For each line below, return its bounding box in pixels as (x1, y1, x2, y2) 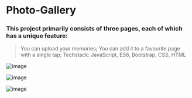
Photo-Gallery (6, 4, 76, 17)
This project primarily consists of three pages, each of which (6, 25, 183, 33)
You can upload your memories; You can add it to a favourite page (20, 45, 180, 52)
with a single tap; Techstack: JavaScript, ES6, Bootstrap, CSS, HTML (20, 51, 186, 59)
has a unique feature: (6, 32, 68, 40)
